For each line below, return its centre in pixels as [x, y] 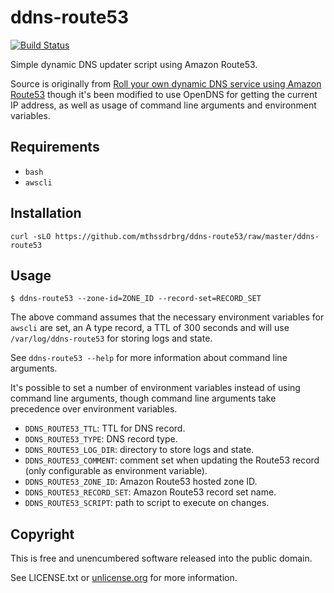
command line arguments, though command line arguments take [143, 398]
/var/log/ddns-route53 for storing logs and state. [111, 338]
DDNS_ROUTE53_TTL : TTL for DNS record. [105, 428]
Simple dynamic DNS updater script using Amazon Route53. [134, 64]
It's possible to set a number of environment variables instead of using [155, 388]
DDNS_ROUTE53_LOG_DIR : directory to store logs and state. [139, 450]
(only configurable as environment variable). [116, 471]
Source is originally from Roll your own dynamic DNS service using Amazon [166, 83]
